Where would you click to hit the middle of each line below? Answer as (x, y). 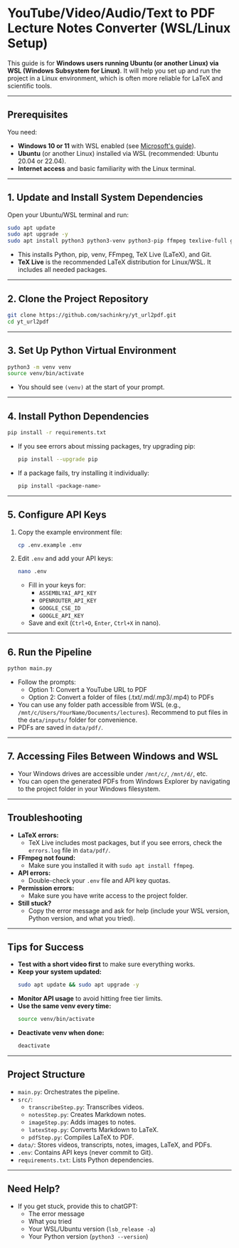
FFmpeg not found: (47, 858)
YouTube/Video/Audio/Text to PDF (111, 13)
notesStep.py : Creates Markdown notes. (87, 1114)
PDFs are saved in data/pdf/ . (60, 727)
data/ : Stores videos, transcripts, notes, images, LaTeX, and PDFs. (115, 1145)
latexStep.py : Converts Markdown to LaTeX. (93, 1129)
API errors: (34, 873)
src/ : (25, 1099)
